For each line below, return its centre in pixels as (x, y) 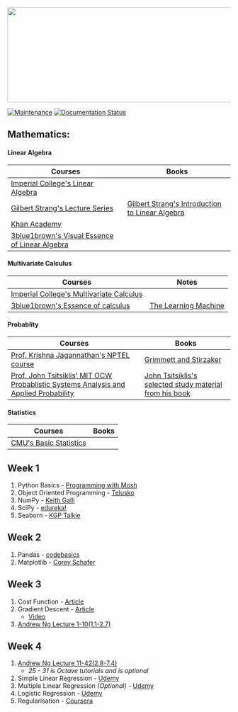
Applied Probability (42, 393)
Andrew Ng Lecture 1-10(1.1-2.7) (64, 624)
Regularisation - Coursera (55, 701)
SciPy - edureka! (42, 508)
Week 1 (23, 468)
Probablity (23, 324)
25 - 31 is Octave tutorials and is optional (88, 671)
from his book (168, 393)
